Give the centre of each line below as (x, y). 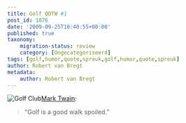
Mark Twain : (59, 99)
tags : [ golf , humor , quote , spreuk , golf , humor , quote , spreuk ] (93, 59)
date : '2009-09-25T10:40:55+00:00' (59, 27)
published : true (31, 33)
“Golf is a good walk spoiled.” (67, 112)
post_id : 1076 (28, 20)
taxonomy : (22, 40)
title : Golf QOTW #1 (37, 14)
